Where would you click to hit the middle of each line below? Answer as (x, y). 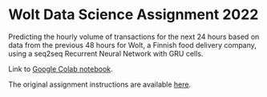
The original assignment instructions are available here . (99, 84)
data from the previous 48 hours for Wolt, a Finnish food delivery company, (132, 45)
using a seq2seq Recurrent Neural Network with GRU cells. (106, 53)
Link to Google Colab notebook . (61, 68)
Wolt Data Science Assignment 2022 (133, 15)
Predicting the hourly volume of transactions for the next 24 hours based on (134, 37)
